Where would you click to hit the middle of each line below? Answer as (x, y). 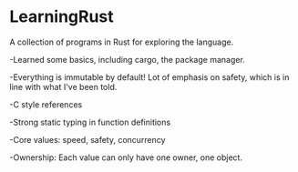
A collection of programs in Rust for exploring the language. (122, 42)
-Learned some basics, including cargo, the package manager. (128, 59)
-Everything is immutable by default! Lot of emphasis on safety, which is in (149, 77)
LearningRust (62, 17)
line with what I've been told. (63, 86)
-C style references (46, 104)
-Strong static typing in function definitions (90, 122)
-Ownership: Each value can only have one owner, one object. (126, 157)
